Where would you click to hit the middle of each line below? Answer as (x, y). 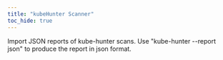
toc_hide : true (30, 21)
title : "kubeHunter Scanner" (51, 14)
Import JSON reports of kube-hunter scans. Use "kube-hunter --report (112, 41)
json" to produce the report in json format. (70, 49)
